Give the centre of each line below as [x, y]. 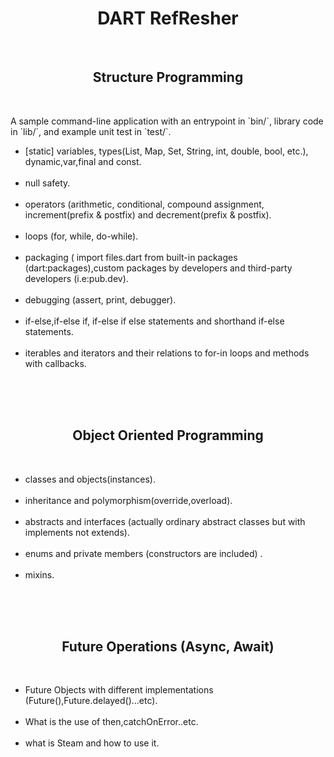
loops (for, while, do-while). [81, 236]
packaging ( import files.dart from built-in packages [131, 257]
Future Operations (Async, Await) [168, 646]
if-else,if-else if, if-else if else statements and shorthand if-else [154, 321]
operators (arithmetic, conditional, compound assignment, [144, 204]
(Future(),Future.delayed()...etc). [91, 701]
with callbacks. [55, 363]
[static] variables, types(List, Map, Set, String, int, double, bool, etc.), [166, 151]
